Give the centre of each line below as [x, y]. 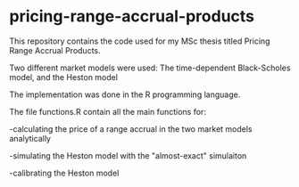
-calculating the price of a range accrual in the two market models [131, 129]
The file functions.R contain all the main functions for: [108, 111]
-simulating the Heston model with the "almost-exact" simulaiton [128, 155]
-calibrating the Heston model [64, 173]
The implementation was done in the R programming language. [125, 94]
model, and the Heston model [64, 77]
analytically [30, 138]
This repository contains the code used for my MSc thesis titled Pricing [140, 41]
